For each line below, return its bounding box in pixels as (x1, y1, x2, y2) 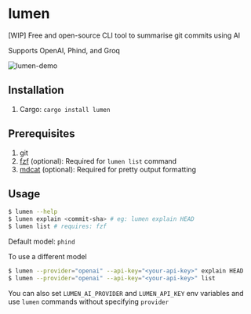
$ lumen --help (8, 208, 58, 216)
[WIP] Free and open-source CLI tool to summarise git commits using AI (8, 31, 241, 40)
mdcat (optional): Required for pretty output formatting (19, 164, 197, 174)
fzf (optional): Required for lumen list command (19, 156, 177, 165)
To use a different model (8, 252, 88, 261)
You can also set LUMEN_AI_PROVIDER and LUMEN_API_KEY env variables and (8, 288, 245, 298)
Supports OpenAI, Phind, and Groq (8, 45, 120, 55)
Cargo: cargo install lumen (19, 104, 111, 114)
